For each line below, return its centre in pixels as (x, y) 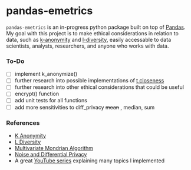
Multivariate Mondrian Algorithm (54, 148)
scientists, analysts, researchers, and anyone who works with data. (88, 46)
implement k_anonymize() (46, 74)
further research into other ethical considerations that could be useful (99, 87)
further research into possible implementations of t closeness (89, 81)
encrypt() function (37, 94)
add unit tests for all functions (51, 101)
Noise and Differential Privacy (51, 154)
